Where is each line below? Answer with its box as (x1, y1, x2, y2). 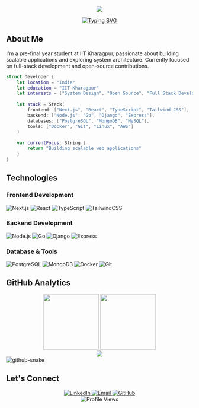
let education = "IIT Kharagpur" (17, 85, 99, 91)
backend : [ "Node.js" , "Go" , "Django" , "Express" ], (27, 112, 155, 118)
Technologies (6, 173, 58, 183)
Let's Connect (6, 374, 59, 384)
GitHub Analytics (6, 278, 71, 288)
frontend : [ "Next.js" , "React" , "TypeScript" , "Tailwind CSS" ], (27, 107, 190, 113)
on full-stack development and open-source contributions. (6, 62, 149, 69)
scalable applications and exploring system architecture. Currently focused (6, 56, 190, 63)
